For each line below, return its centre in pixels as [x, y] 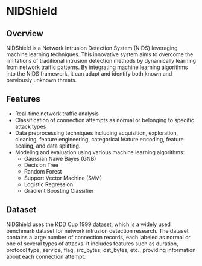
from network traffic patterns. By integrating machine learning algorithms [97, 67]
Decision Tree [41, 165]
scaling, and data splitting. [48, 146]
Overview [25, 34]
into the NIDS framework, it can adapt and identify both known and [89, 73]
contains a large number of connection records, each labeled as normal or [99, 237]
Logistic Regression [49, 184]
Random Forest [43, 171]
